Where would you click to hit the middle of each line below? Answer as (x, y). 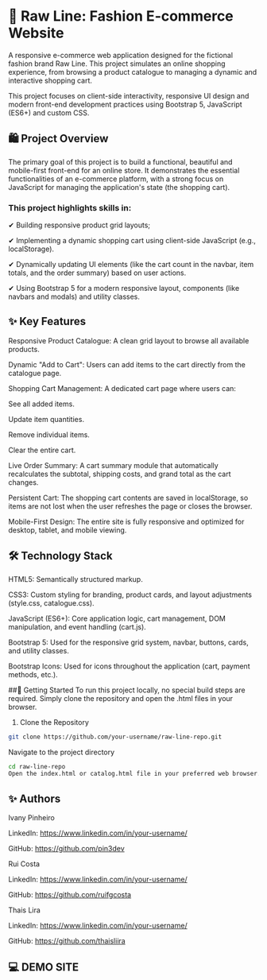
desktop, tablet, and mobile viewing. (68, 530)
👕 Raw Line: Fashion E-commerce (121, 16)
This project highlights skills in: (70, 207)
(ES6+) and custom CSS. (49, 112)
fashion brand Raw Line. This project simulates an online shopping (117, 64)
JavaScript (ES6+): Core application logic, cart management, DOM (117, 618)
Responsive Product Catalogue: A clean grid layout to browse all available (129, 340)
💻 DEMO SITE (44, 967)
